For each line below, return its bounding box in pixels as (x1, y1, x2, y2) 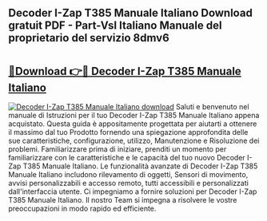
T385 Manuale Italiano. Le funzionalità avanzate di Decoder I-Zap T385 (22, 161, 258, 171)
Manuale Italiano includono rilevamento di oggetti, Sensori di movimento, (8, 170, 249, 179)
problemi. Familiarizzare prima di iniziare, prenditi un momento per (8, 144, 227, 154)
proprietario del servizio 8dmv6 (8, 31, 169, 45)
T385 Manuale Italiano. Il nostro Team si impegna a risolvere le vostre (8, 195, 237, 204)
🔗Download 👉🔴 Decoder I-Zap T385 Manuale (8, 64, 241, 78)
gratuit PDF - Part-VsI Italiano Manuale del (8, 19, 222, 33)
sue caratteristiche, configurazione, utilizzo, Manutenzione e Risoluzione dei (8, 136, 260, 145)
